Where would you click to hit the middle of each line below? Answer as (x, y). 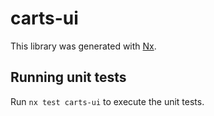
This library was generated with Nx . (83, 46)
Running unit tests (68, 77)
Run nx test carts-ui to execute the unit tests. (107, 101)
